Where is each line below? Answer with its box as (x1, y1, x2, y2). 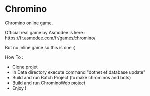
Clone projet (12, 64, 38, 70)
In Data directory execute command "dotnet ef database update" (12, 69, 146, 75)
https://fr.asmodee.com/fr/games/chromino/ (5, 35, 96, 41)
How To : (5, 54, 24, 60)
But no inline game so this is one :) (5, 44, 76, 50)
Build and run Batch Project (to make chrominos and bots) (12, 74, 131, 80)
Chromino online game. (5, 20, 53, 26)
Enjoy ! (12, 85, 26, 91)
